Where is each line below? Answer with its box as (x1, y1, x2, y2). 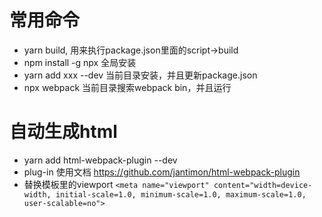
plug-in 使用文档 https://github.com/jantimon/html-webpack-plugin (23, 166, 301, 178)
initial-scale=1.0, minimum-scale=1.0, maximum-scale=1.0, (55, 189, 307, 200)
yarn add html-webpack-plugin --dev (23, 154, 178, 166)
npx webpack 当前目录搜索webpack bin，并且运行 (23, 81, 232, 93)
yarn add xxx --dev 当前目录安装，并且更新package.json (23, 69, 258, 81)
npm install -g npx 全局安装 (23, 56, 137, 68)
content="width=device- (213, 180, 313, 190)
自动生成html (9, 121, 118, 143)
